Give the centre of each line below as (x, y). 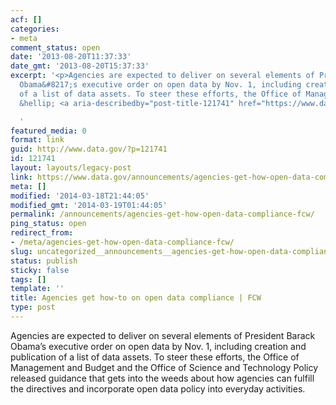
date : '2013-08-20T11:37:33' (71, 57)
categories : (35, 29)
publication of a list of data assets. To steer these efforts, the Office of (155, 357)
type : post (33, 307)
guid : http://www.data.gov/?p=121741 (89, 149)
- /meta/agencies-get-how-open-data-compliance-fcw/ (122, 242)
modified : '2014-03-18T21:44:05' (80, 196)
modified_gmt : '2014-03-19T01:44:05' (89, 205)
